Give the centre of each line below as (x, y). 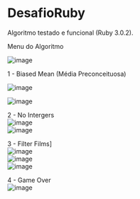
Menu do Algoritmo (36, 46)
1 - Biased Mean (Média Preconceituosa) (67, 74)
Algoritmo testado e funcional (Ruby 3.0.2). (70, 33)
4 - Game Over (29, 180)
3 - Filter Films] (29, 144)
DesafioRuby (46, 13)
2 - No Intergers (31, 115)
